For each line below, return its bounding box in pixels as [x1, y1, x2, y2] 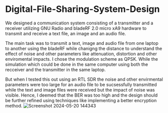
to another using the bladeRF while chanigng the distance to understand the [5, 45, 162, 51]
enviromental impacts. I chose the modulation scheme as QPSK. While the [5, 56, 158, 62]
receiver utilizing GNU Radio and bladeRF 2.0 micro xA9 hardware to [5, 25, 147, 31]
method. [5, 103, 23, 109]
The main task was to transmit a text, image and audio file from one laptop [5, 40, 159, 46]
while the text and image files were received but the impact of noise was [5, 87, 155, 93]
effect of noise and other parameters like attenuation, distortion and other [5, 51, 157, 57]
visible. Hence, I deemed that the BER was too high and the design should [5, 92, 158, 98]
